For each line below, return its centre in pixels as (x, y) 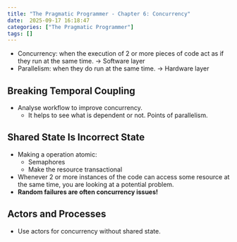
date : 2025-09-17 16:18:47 (49, 20)
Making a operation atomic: (57, 154)
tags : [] (20, 34)
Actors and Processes (57, 214)
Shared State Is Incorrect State (76, 137)
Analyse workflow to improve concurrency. (80, 108)
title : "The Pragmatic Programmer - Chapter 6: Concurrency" (99, 14)
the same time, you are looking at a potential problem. (96, 184)
